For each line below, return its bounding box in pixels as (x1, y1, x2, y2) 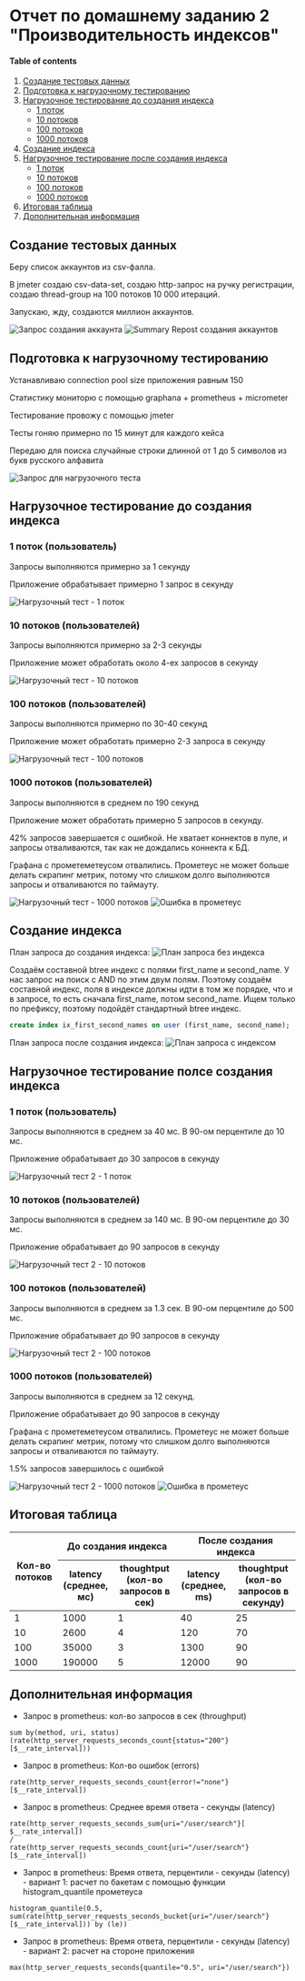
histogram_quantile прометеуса (22, 1886, 143, 1897)
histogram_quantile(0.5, (9, 1904, 103, 1914)
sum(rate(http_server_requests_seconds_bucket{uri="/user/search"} (9, 1912, 271, 1921)
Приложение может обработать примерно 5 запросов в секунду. (9, 814, 264, 825)
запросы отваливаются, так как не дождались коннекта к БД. (9, 842, 250, 853)
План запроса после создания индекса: (9, 1037, 164, 1048)
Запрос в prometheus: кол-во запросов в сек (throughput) (22, 1711, 247, 1722)
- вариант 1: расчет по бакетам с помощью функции (22, 1876, 226, 1888)
